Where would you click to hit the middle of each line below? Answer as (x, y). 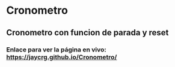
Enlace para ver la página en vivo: (57, 50)
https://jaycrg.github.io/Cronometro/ (62, 57)
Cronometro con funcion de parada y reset (87, 33)
